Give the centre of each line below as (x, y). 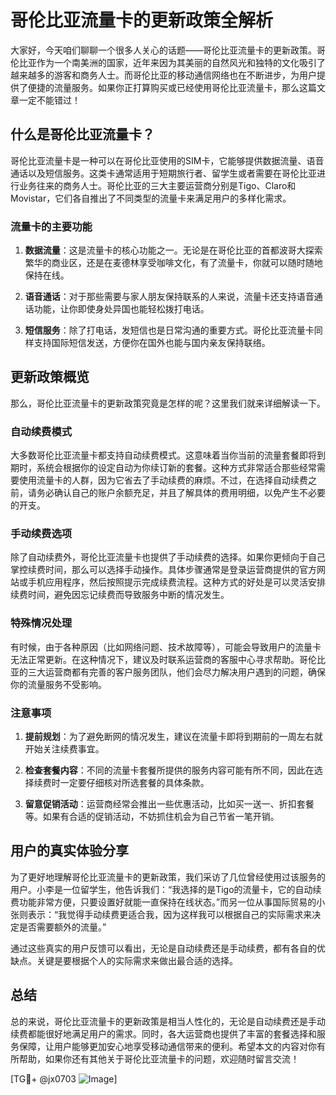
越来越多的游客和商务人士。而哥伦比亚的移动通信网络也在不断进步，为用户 (163, 75)
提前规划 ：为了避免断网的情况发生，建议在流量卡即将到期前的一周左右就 (173, 737)
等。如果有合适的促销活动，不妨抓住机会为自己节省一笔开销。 (152, 817)
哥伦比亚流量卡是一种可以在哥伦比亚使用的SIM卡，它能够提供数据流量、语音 (167, 160)
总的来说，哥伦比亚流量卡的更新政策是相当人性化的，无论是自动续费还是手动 (168, 1021)
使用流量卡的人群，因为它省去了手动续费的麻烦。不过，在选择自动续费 (163, 480)
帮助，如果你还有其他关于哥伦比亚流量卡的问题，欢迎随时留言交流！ (159, 1058)
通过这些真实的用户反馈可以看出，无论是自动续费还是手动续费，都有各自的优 (168, 948)
